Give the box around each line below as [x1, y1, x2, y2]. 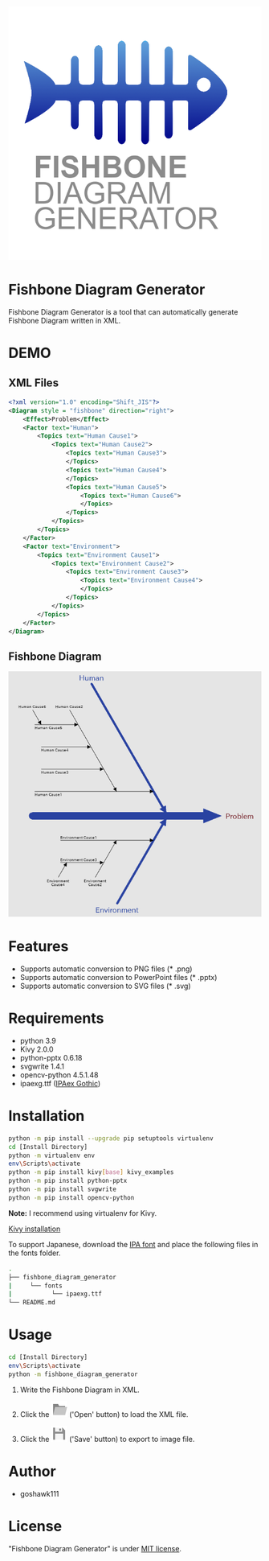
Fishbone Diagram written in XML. [8, 315, 121, 325]
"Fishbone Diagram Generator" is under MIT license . [8, 1543, 182, 1553]
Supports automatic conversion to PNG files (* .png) [19, 964, 193, 974]
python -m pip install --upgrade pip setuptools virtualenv [8, 1134, 214, 1143]
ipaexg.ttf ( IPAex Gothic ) [19, 1078, 101, 1088]
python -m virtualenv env [8, 1151, 95, 1159]
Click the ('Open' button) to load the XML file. [19, 1409, 189, 1419]
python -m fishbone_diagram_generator [8, 1370, 138, 1378]
